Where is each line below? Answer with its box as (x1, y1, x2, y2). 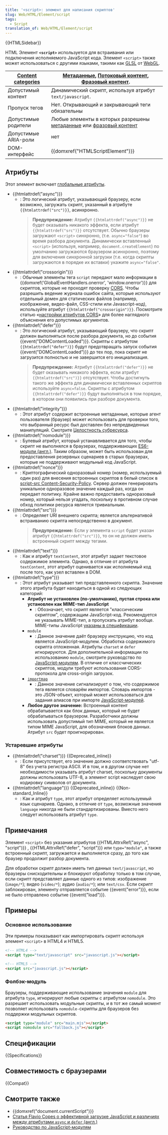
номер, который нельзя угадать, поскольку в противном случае (19, 496, 158, 502)
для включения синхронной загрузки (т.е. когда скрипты (32, 254, 154, 260)
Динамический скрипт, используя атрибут (50, 87, 155, 94)
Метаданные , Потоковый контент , (62, 72, 149, 79)
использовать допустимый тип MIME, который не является (27, 718, 154, 724)
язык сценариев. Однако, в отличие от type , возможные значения (19, 801, 161, 807)
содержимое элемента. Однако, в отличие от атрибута (19, 558, 138, 564)
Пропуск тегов (7, 104, 43, 111)
